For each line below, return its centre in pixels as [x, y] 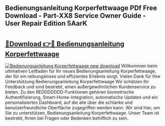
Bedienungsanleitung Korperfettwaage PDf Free [81, 8]
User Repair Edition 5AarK [46, 23]
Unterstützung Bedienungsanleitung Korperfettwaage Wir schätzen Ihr [77, 81]
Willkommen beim [139, 66]
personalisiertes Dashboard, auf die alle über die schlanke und [69, 102]
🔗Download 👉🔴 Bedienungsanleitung [65, 44]
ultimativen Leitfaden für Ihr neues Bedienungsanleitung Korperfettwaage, [81, 71]
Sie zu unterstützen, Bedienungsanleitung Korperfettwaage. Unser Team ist [82, 113]
